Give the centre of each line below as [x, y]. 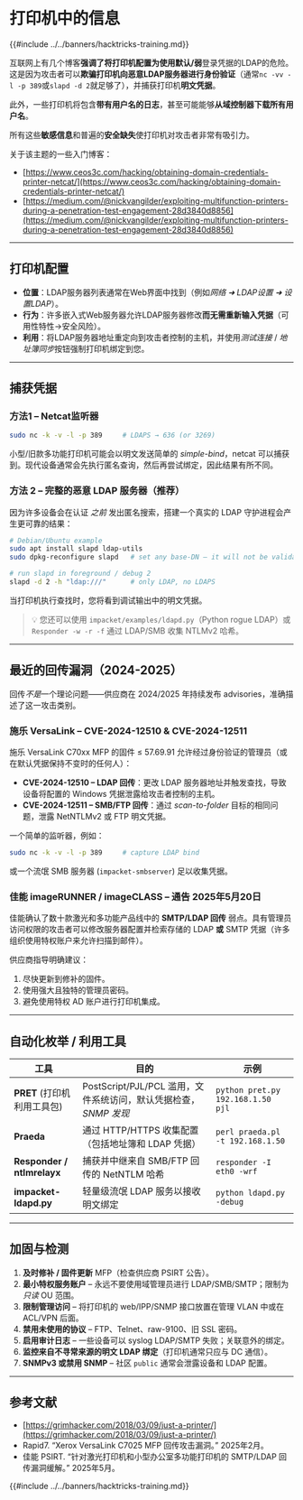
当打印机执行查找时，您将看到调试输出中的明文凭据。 [108, 600]
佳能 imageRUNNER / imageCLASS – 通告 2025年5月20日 [135, 896]
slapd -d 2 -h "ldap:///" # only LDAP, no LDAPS [113, 582]
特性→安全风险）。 [72, 326]
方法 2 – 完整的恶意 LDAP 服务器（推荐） [97, 491]
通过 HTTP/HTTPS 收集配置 [141, 1131]
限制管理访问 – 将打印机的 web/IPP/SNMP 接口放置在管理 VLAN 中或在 [153, 1306]
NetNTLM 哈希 [133, 1174]
